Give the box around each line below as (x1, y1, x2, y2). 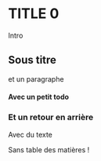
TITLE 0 (8, 5, 60, 23)
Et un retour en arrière (8, 112, 94, 123)
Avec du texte (8, 130, 53, 139)
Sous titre (8, 53, 57, 67)
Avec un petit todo (8, 92, 69, 102)
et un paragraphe (8, 74, 64, 83)
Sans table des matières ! (8, 145, 90, 154)
